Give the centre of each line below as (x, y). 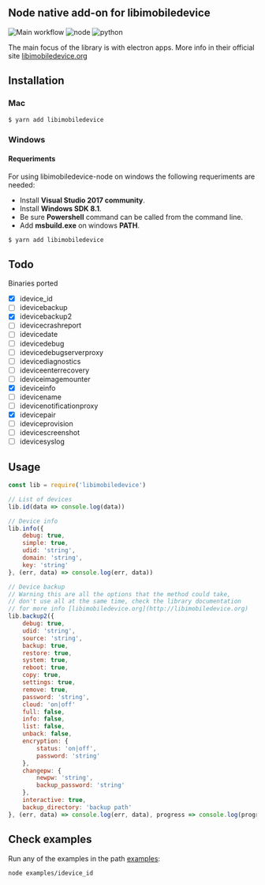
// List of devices (40, 499)
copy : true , (42, 675)
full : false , (44, 712)
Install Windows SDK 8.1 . (60, 208)
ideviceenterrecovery (54, 370)
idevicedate (39, 335)
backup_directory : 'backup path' (77, 807)
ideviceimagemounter (55, 379)
